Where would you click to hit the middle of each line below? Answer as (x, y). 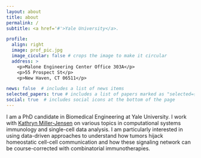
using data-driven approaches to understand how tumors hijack (85, 135)
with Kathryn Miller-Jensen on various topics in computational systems (94, 123)
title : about (22, 17)
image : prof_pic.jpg (37, 50)
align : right (28, 45)
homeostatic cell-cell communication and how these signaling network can (99, 142)
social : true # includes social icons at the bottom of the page (91, 100)
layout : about (24, 12)
